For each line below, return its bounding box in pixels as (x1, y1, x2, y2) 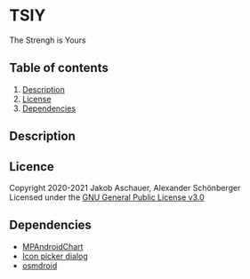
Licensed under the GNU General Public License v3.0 (9, 192, 205, 203)
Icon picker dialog (21, 251, 89, 261)
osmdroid (21, 259, 58, 271)
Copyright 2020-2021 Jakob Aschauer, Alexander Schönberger (9, 182, 241, 193)
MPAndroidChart (21, 241, 84, 251)
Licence (9, 159, 55, 174)
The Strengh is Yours (9, 35, 86, 45)
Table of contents (9, 60, 109, 76)
